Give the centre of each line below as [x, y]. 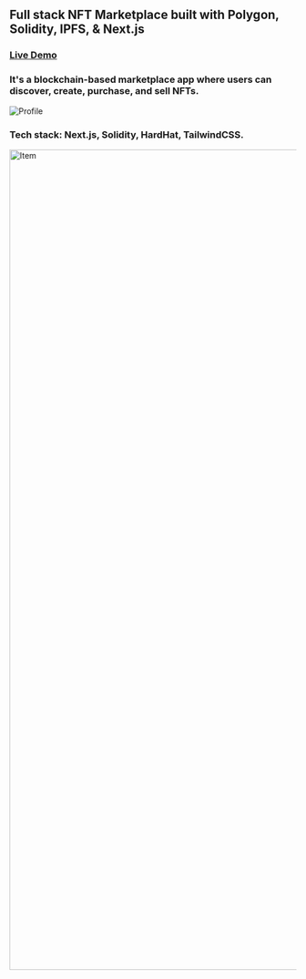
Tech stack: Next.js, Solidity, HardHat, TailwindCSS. [127, 134]
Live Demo [33, 56]
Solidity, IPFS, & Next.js [77, 30]
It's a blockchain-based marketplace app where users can [141, 79]
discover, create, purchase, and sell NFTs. [104, 91]
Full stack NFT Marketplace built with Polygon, [144, 15]
